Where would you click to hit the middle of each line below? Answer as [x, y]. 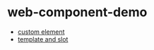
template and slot [43, 39]
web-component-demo [77, 12]
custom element [41, 32]
